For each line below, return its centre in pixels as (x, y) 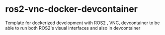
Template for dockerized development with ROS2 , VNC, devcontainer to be (82, 23)
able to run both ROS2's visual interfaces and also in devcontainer (73, 28)
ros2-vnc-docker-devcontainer (72, 9)
